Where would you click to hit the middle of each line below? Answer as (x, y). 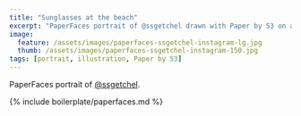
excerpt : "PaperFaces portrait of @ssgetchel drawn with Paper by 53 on (148, 26)
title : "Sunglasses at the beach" (74, 17)
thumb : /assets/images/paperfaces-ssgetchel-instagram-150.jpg (138, 51)
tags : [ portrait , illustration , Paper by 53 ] (95, 59)
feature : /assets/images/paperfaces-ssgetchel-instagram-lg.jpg (140, 42)
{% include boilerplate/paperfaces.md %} (86, 102)
